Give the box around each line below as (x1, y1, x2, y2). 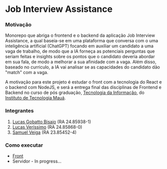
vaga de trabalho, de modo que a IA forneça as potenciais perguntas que (5, 48, 155, 54)
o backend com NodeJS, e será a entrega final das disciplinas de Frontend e (5, 84, 162, 90)
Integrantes (5, 107, 34, 114)
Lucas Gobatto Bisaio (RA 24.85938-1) (12, 118, 91, 125)
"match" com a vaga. (5, 70, 49, 76)
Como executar (5, 142, 43, 149)
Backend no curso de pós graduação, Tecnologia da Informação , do (5, 89, 145, 95)
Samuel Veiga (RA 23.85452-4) (12, 129, 77, 135)
